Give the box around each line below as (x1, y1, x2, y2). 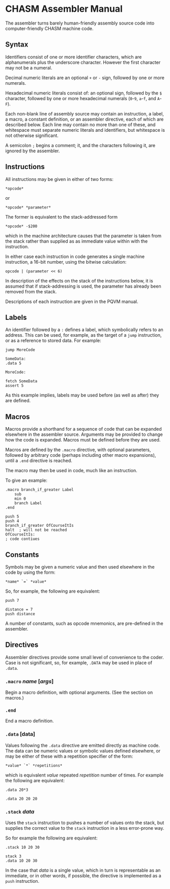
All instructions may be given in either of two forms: (5, 176, 114, 182)
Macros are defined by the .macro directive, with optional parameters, (5, 447, 151, 453)
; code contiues (5, 536, 40, 542)
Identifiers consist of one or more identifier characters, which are (5, 54, 142, 60)
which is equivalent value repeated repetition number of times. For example (5, 772, 164, 778)
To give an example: (5, 477, 47, 483)
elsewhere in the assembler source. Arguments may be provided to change (5, 431, 163, 437)
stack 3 (5, 854, 22, 859)
